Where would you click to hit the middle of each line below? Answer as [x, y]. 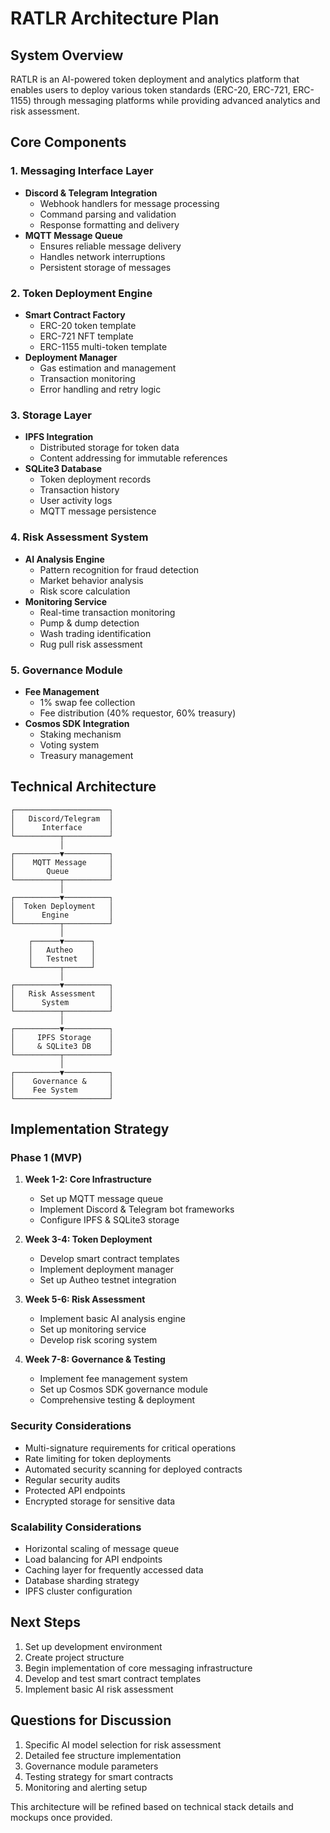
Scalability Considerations [76, 1527]
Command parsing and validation [108, 214]
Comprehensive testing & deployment [117, 1400]
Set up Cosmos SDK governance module [123, 1389]
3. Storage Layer [51, 415]
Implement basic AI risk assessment [99, 1689]
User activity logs [76, 501]
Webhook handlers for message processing [129, 203]
